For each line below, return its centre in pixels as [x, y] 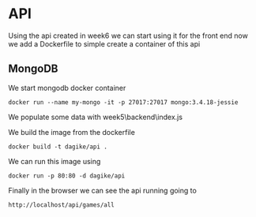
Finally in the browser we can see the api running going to [103, 190]
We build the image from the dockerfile [72, 132]
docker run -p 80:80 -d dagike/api [67, 176]
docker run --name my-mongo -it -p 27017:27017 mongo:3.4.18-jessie [123, 102]
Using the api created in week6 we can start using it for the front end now [128, 36]
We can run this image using [55, 161]
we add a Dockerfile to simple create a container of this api [104, 43]
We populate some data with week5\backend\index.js [96, 117]
